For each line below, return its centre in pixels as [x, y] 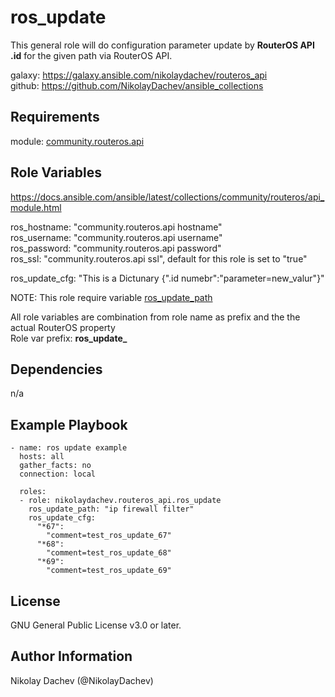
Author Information [71, 656]
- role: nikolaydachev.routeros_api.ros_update [120, 501]
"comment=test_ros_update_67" [109, 536]
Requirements [55, 117]
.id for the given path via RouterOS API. [91, 55]
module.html [36, 207]
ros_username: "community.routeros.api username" [116, 237]
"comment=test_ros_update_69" [109, 571]
